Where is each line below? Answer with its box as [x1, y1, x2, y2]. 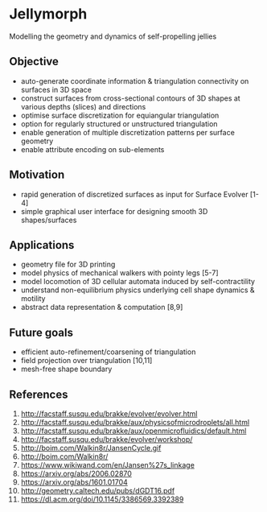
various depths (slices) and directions [20, 101, 146, 111]
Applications [9, 238, 75, 252]
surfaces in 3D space [20, 85, 92, 94]
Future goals [9, 325, 73, 339]
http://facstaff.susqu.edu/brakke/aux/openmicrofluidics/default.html [20, 426, 247, 436]
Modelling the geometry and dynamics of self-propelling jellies [9, 31, 217, 41]
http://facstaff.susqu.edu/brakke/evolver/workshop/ [20, 435, 193, 444]
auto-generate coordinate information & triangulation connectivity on [20, 76, 249, 85]
